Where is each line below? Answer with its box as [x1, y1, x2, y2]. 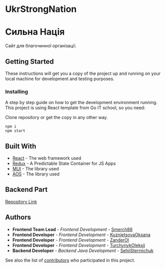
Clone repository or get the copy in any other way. [5, 115, 108, 121]
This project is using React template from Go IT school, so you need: [5, 105, 146, 111]
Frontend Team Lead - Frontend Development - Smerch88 [12, 226, 133, 232]
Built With [5, 142, 36, 150]
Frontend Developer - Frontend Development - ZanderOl [12, 237, 129, 243]
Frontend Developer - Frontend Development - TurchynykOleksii [12, 242, 146, 248]
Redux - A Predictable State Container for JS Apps [12, 160, 116, 166]
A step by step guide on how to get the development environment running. [5, 100, 158, 106]
